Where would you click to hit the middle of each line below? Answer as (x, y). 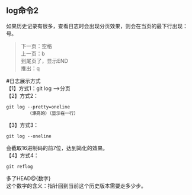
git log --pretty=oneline (38, 107)
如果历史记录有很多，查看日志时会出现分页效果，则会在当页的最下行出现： (97, 26)
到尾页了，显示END (44, 60)
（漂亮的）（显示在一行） (53, 113)
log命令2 (23, 11)
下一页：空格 (36, 46)
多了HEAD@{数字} (29, 178)
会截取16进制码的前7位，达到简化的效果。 (57, 148)
